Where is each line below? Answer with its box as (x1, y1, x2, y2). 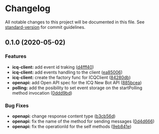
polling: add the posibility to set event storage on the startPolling (12, 85, 142, 91)
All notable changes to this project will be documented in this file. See (5, 19, 145, 25)
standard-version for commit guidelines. (5, 24, 86, 30)
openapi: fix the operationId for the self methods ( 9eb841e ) (12, 123, 132, 129)
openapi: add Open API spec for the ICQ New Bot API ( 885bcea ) (12, 79, 142, 85)
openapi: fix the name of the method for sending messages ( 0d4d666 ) (12, 118, 155, 124)
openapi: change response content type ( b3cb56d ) (12, 113, 116, 119)
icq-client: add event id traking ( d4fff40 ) (12, 64, 94, 70)
